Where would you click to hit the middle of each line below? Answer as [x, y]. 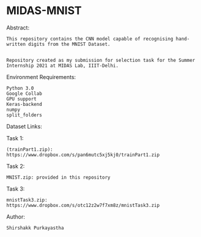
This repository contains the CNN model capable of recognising [90, 39]
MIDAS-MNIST [44, 11]
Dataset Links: [24, 126]
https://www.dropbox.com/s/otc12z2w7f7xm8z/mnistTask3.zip [83, 205]
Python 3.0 [20, 88]
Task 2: [16, 166]
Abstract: [18, 28]
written [16, 44]
